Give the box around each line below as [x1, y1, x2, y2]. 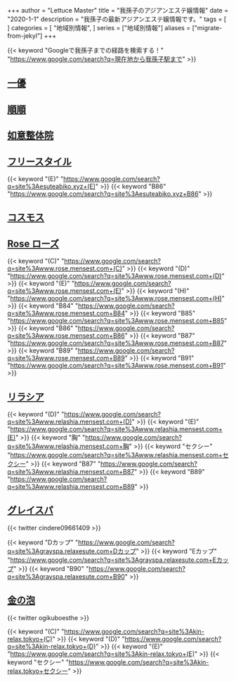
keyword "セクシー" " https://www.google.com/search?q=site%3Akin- [7, 657, 209, 666]
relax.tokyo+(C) [7, 634, 53, 643]
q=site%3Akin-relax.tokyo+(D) [7, 642, 96, 650]
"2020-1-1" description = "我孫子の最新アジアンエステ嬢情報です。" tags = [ [7, 15, 227, 23]
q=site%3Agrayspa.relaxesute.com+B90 [7, 572, 125, 581]
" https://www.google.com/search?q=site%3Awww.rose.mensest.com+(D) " [7, 272, 225, 280]
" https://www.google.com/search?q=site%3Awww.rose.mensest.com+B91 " [7, 361, 226, 370]
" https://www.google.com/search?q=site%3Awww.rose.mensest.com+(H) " [7, 294, 225, 303]
